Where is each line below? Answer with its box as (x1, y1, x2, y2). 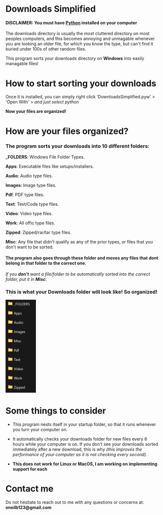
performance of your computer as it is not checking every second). (12, 452, 147, 458)
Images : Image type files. (5, 182, 57, 188)
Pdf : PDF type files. (5, 191, 45, 198)
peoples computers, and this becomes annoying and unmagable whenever (5, 36, 155, 42)
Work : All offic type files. (5, 220, 55, 226)
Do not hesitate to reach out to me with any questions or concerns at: (5, 499, 145, 505)
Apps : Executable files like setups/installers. (5, 163, 94, 169)
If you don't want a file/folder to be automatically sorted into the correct (5, 271, 150, 277)
